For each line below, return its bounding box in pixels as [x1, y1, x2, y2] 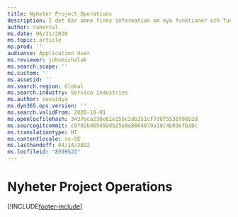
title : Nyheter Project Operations [7, 10, 113, 18]
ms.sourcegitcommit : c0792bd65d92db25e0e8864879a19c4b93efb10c [7, 122, 198, 129]
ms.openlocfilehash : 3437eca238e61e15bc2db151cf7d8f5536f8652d [7, 115, 198, 122]
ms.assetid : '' [7, 76, 52, 83]
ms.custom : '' [7, 69, 50, 76]
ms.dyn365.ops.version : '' [7, 102, 87, 110]
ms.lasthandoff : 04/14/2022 [7, 142, 91, 149]
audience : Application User [7, 50, 91, 57]
